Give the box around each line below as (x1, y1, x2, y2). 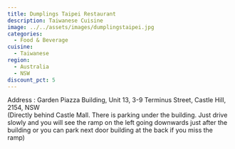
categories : (7, 30, 43, 38)
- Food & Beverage (14, 37, 69, 44)
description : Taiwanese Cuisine (7, 17, 103, 24)
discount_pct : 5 (7, 76, 56, 84)
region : (7, 57, 31, 64)
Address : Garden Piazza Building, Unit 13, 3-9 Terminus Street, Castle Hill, (7, 96, 226, 104)
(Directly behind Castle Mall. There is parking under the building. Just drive (7, 111, 228, 119)
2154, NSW (7, 104, 41, 112)
